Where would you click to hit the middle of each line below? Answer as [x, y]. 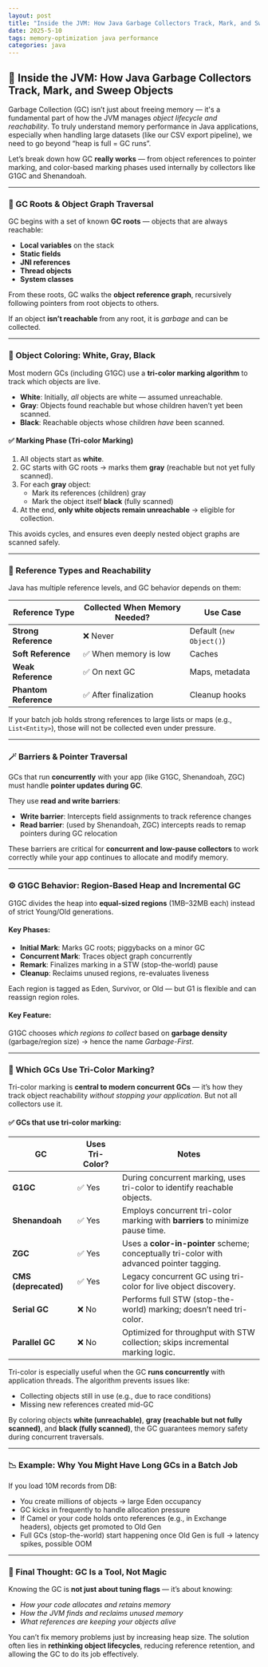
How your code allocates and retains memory [95, 1605]
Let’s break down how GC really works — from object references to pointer [132, 159]
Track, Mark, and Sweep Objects [91, 90]
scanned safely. [34, 542]
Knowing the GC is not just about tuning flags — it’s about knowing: [120, 1590]
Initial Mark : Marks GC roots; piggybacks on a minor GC [112, 947]
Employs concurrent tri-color [177, 1210]
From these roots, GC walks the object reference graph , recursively [120, 295]
